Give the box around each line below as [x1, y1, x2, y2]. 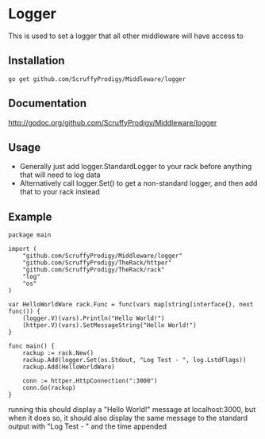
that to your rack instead [19, 187, 101, 197]
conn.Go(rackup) [22, 384, 77, 392]
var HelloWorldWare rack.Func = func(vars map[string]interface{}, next [8, 301, 254, 309]
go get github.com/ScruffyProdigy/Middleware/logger [8, 75, 186, 83]
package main [8, 231, 52, 239]
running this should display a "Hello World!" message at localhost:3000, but [8, 405, 256, 414]
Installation [8, 54, 65, 67]
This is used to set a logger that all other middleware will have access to [8, 31, 244, 40]
